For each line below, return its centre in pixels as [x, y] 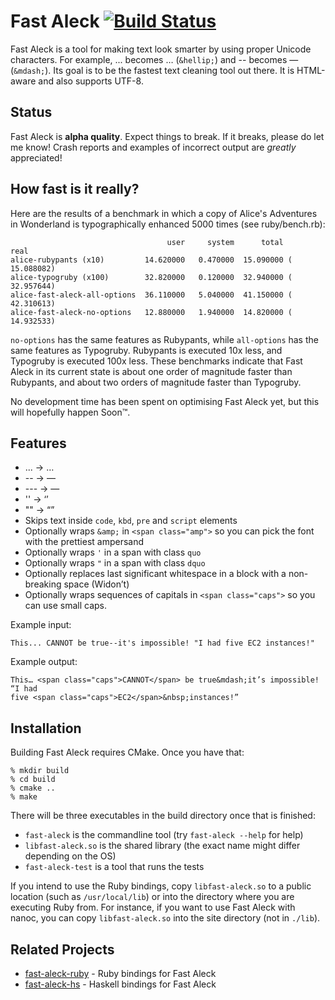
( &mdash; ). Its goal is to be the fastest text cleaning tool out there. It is [152, 70]
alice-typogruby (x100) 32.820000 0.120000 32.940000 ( [151, 277]
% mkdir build [40, 771]
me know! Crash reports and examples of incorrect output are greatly [153, 147]
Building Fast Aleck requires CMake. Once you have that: [127, 752]
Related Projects [62, 949]
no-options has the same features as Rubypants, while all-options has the [164, 339]
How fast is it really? [75, 189]
